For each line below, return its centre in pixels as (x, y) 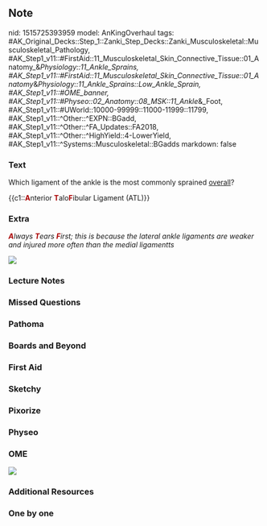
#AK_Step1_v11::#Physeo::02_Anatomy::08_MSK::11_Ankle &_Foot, (116, 101)
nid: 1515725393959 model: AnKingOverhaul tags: (91, 32)
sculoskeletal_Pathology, (49, 50)
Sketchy (25, 388)
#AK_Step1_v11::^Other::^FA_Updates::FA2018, (84, 126)
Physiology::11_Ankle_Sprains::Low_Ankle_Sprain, (119, 84)
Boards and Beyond (47, 346)
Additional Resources (51, 492)
